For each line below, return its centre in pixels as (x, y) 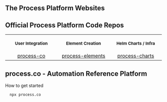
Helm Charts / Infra (136, 44)
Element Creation (83, 44)
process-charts (136, 56)
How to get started (24, 86)
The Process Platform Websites (55, 8)
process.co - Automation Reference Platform (76, 73)
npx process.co (25, 95)
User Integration (31, 44)
